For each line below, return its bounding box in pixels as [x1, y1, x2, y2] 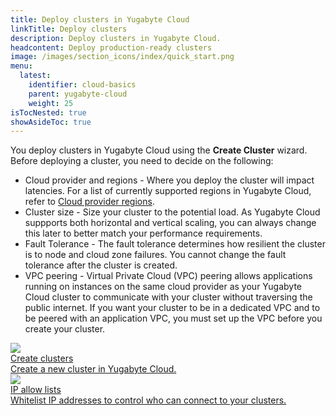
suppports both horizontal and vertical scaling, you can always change [24, 217, 317, 229]
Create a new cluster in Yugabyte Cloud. [10, 363, 177, 375]
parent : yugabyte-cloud [28, 89, 128, 99]
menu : [10, 61, 33, 71]
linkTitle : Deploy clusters [10, 24, 128, 34]
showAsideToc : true [10, 117, 92, 127]
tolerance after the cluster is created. [24, 259, 178, 271]
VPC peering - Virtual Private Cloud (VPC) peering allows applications [24, 270, 313, 282]
